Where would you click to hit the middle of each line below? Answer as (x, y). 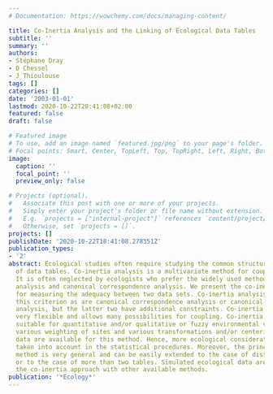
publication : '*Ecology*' (52, 377)
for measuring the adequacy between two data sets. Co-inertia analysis (141, 294)
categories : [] (34, 91)
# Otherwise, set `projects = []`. (72, 226)
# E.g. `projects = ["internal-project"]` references (105, 219)
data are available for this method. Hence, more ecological (121, 339)
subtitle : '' (30, 38)
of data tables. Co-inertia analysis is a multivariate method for (132, 271)
